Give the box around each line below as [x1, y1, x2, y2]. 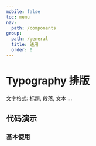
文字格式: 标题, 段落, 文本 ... [6, 95, 72, 102]
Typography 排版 [6, 74, 90, 87]
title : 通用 [11, 42, 39, 48]
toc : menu [6, 14, 30, 20]
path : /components [11, 25, 57, 31]
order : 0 [11, 47, 33, 53]
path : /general [11, 36, 49, 42]
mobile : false [6, 8, 41, 15]
